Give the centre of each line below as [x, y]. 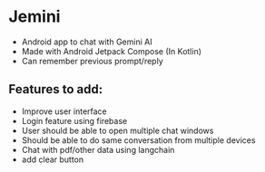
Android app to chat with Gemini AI [87, 42]
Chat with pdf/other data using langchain [98, 149]
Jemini [34, 17]
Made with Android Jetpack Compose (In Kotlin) [111, 51]
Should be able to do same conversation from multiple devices [138, 140]
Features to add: [56, 89]
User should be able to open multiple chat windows [118, 130]
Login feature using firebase [74, 120]
